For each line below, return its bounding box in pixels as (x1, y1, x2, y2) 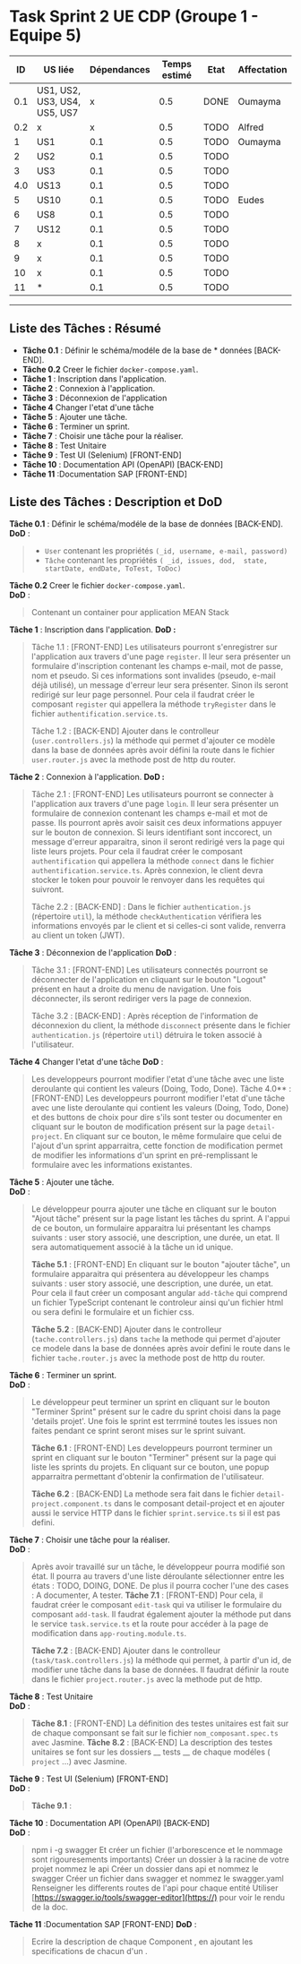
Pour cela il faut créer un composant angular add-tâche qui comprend (30, 1287, 288, 1298)
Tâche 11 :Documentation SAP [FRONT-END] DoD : (9, 1918, 197, 1929)
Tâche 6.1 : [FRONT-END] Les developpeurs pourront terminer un (30, 1442, 273, 1453)
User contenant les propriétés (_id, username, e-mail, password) (44, 545, 288, 556)
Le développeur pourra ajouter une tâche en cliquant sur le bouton (30, 1203, 278, 1214)
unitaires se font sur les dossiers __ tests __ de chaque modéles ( (30, 1746, 271, 1757)
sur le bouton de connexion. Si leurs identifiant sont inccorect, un (30, 827, 272, 837)
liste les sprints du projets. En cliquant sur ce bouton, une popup (30, 1462, 270, 1472)
